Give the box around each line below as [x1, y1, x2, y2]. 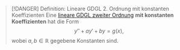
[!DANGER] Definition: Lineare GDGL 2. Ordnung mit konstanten [11, 5, 169, 12]
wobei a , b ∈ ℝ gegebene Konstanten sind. [11, 37, 119, 44]
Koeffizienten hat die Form [11, 18, 79, 25]
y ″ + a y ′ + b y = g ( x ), [74, 27, 124, 34]
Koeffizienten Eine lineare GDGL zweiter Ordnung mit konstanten [11, 11, 174, 19]
